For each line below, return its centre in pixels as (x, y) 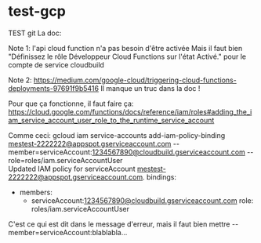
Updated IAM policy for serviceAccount (72, 169)
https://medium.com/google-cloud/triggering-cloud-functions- (135, 80)
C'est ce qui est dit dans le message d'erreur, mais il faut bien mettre (119, 224)
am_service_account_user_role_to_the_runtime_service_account (111, 120)
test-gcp (37, 11)
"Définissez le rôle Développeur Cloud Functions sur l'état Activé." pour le (127, 56)
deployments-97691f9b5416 (54, 88)
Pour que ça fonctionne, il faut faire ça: (71, 103)
